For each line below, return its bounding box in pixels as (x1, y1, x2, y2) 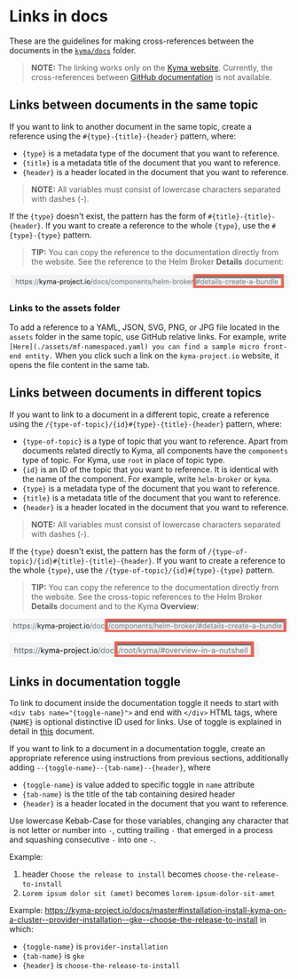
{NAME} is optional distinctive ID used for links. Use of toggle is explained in (9, 717, 282, 727)
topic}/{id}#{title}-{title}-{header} (9, 557, 153, 566)
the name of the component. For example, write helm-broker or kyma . (21, 473, 272, 484)
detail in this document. (9, 726, 95, 737)
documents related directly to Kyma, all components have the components (21, 445, 288, 455)
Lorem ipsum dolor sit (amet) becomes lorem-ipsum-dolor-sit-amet (21, 887, 276, 899)
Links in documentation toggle (9, 674, 181, 689)
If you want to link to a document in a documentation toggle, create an (9, 743, 266, 754)
